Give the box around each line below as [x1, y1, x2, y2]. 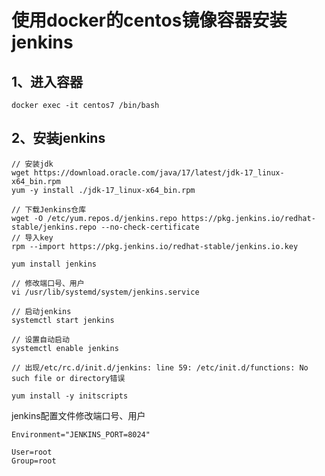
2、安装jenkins [11, 130, 106, 147]
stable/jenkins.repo [11, 222, 98, 232]
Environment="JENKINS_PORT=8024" [11, 429, 151, 440]
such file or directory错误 [11, 373, 126, 383]
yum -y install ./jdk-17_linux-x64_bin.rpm [11, 185, 196, 195]
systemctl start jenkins [11, 315, 115, 325]
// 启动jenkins [11, 306, 72, 316]
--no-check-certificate [100, 222, 200, 232]
